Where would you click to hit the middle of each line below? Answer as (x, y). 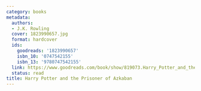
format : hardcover (35, 40)
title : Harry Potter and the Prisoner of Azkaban (69, 78)
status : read (28, 73)
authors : (22, 23)
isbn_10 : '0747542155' (45, 56)
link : (19, 67)
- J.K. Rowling (31, 28)
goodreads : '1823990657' (48, 51)
